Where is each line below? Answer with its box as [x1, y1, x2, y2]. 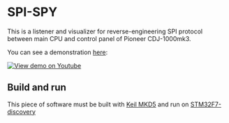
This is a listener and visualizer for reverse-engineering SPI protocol [7, 27, 203, 35]
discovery [7, 107, 36, 115]
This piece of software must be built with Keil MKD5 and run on [7, 100, 189, 108]
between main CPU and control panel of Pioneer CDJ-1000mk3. [7, 34, 191, 42]
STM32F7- [190, 100, 222, 108]
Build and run [7, 81, 66, 94]
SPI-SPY [7, 4, 58, 20]
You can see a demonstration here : [7, 48, 108, 56]
